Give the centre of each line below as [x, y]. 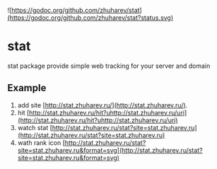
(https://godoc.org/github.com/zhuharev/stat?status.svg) [90, 18]
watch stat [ [35, 127]
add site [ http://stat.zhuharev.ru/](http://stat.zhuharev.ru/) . [102, 105]
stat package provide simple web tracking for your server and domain [109, 66]
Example [27, 88]
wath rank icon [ [41, 142]
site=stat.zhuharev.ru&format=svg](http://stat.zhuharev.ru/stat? [110, 150]
